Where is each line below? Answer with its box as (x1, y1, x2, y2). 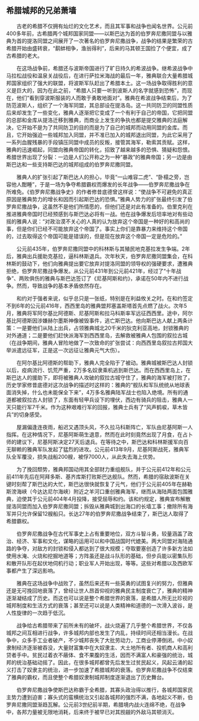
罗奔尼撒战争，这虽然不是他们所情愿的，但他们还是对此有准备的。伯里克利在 (6, 203, 193, 210)
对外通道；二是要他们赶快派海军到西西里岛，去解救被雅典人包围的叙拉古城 (6, 331, 188, 339)
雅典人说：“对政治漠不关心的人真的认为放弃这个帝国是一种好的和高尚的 (16, 218, 191, 225)
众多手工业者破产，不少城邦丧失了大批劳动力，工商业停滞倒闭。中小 (21, 636, 188, 643)
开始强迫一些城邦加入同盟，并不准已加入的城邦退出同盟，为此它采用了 (21, 131, 193, 138)
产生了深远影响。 (16, 567, 58, 574)
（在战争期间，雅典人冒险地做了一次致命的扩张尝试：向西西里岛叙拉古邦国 (6, 339, 188, 346)
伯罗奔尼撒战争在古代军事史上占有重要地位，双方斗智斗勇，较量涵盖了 (16, 530, 188, 537)
